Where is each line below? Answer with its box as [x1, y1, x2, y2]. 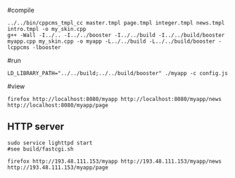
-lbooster [32, 44, 61, 51]
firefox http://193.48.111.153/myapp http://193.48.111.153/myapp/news [7, 158, 222, 165]
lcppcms [7, 44, 30, 51]
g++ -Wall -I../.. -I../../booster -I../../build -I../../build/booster [7, 32, 225, 39]
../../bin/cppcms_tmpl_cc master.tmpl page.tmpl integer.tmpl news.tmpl [7, 20, 225, 27]
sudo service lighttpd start [7, 139, 93, 146]
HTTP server [7, 121, 65, 132]
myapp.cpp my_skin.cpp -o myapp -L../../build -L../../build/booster [7, 38, 216, 45]
